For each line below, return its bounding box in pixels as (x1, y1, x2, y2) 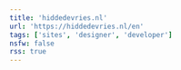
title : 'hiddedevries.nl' (9, 13, 107, 23)
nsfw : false (9, 38, 55, 48)
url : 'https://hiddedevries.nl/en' (9, 22, 145, 31)
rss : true (9, 47, 47, 56)
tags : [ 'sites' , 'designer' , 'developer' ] (9, 30, 173, 39)
